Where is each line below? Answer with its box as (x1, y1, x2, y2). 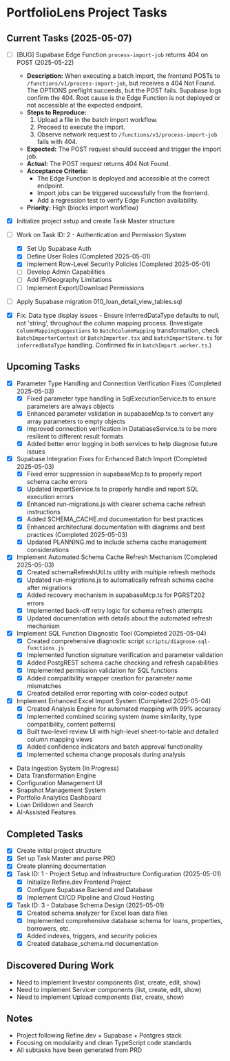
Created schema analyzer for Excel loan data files (26, 909, 168, 917)
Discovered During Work (6, 960, 114, 971)
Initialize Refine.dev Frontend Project (26, 878, 132, 886)
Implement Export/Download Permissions (26, 283, 145, 292)
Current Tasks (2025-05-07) (6, 32, 132, 44)
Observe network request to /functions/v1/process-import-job (36, 130, 218, 139)
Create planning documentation (16, 862, 107, 870)
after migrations (26, 584, 72, 592)
